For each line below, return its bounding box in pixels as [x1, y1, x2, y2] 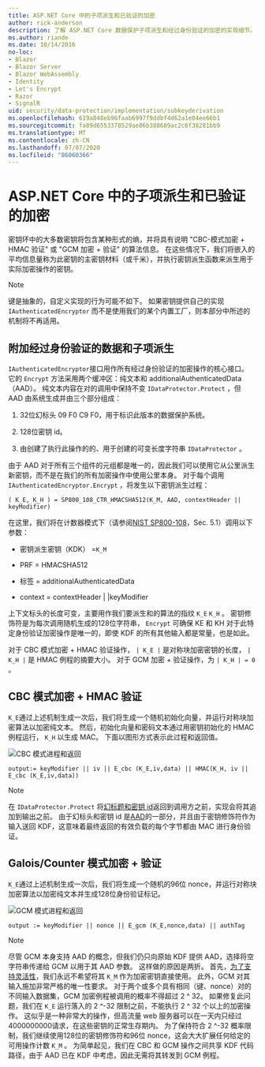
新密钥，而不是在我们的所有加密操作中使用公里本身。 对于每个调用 [8, 470, 225, 480]
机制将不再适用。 [8, 316, 64, 326]
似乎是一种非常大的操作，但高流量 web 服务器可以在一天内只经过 [30, 1011, 242, 1020]
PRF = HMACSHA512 [19, 560, 88, 569]
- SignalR [8, 99, 41, 107]
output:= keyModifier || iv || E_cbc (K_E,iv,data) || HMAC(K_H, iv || [8, 765, 248, 773]
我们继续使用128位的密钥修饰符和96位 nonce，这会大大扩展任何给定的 [21, 1031, 251, 1040]
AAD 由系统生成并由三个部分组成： [8, 394, 122, 402]
